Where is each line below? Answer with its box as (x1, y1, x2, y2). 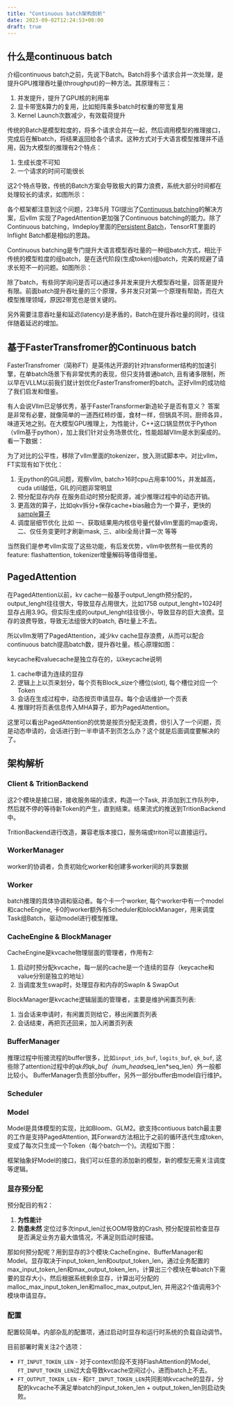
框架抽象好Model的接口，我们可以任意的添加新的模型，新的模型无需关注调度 (7, 1156, 226, 1164)
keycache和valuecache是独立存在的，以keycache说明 (7, 654, 162, 663)
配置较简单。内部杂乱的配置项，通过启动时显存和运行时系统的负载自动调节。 (7, 1328, 226, 1336)
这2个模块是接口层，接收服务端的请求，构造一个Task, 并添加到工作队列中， (7, 796, 223, 804)
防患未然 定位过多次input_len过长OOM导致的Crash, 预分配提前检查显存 (17, 1225, 221, 1233)
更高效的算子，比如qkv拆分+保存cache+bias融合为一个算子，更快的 (17, 501, 212, 509)
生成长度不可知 (17, 158, 60, 167)
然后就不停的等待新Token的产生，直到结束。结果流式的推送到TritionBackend (7, 804, 226, 812)
